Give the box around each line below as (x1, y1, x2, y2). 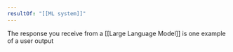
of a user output (7, 36, 54, 45)
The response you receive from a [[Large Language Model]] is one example (7, 29, 226, 37)
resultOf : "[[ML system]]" (7, 10, 86, 17)
